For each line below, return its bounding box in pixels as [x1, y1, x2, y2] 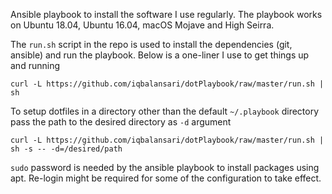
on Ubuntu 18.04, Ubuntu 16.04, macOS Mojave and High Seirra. [10, 19, 275, 31]
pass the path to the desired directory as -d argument [10, 116, 232, 128]
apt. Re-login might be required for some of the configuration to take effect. [10, 172, 322, 184]
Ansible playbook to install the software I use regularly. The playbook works [10, 9, 323, 20]
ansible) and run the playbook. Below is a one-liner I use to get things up [10, 49, 310, 61]
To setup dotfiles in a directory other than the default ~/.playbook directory [10, 105, 320, 117]
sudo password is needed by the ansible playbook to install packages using [10, 162, 320, 173]
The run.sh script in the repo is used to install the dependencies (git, [10, 39, 293, 50]
